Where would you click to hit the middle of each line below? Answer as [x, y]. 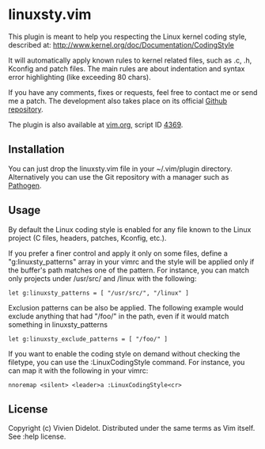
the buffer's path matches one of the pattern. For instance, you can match [129, 270]
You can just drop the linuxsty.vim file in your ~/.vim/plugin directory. [120, 169]
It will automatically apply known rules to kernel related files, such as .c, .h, [130, 60]
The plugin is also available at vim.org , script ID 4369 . [96, 124]
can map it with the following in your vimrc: [78, 371]
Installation [36, 149]
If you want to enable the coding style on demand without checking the [124, 353]
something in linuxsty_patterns [58, 324]
